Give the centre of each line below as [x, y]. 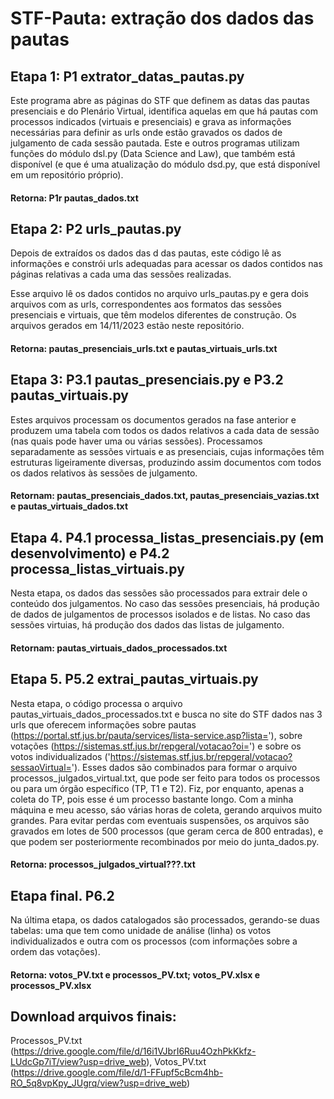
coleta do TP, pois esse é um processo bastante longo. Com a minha [152, 799]
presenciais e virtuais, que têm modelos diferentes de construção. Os [153, 315]
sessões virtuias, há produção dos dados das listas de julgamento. [147, 625]
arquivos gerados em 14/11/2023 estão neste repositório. [127, 326]
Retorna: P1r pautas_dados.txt [74, 198]
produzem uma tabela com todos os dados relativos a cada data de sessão [165, 430]
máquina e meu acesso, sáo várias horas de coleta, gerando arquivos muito [166, 809]
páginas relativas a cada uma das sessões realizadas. [121, 274]
